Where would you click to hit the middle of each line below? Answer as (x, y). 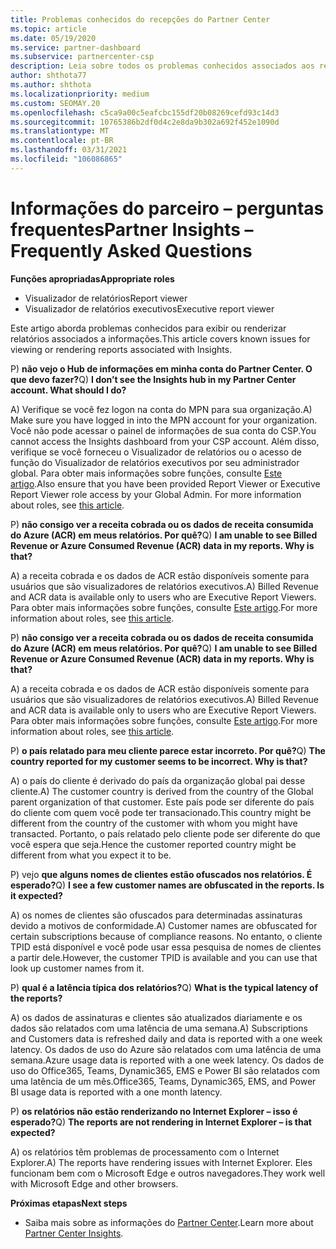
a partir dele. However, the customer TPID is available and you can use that (164, 957)
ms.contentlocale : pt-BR (62, 141)
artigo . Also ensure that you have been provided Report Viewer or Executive (165, 483)
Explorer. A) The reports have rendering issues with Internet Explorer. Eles (161, 1162)
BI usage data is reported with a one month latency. (116, 1092)
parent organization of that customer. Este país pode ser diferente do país (162, 802)
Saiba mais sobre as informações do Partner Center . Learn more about (169, 1222)
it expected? (36, 895)
